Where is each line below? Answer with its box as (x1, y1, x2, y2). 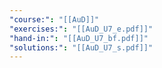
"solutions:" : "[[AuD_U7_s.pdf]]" (9, 42, 154, 53)
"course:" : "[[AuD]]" (9, 14, 100, 25)
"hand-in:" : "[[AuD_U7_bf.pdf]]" (9, 33, 149, 43)
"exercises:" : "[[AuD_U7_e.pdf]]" (9, 24, 154, 34)
